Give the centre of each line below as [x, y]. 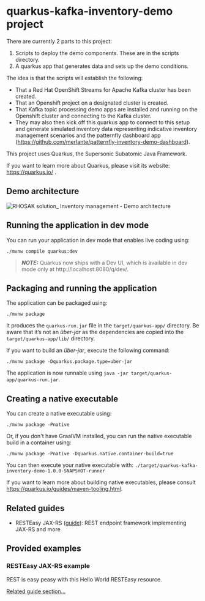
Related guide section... [36, 591]
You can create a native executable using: [59, 414]
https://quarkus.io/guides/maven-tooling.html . [65, 489]
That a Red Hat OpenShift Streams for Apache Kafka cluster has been [103, 89]
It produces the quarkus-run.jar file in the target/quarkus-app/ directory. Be [103, 326]
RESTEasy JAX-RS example [48, 566]
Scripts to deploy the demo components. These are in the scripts [97, 53]
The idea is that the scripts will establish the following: [75, 78]
